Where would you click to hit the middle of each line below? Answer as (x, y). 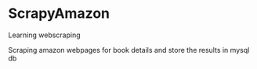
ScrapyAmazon (59, 14)
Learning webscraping (44, 35)
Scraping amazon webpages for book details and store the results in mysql (129, 50)
